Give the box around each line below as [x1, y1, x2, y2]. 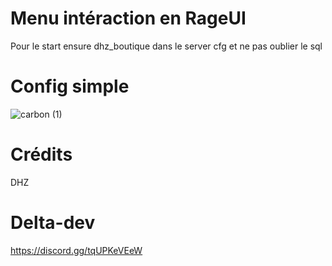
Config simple [10, 75, 130, 98]
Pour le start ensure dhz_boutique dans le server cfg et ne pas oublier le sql [10, 40, 323, 52]
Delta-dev [10, 212, 96, 234]
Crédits [10, 143, 73, 166]
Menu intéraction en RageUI [10, 7, 247, 30]
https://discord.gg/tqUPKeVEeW [10, 244, 143, 256]
